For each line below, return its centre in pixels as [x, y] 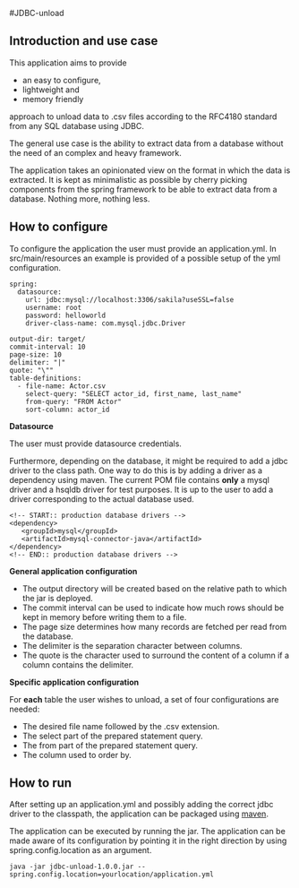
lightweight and [51, 90]
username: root [54, 307]
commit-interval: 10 [48, 347]
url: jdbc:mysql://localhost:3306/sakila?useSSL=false [130, 299]
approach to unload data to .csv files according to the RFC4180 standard [143, 116]
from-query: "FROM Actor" [74, 401]
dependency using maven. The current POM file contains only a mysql [140, 479]
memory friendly [53, 99]
